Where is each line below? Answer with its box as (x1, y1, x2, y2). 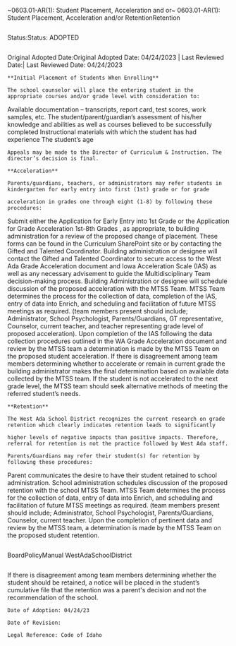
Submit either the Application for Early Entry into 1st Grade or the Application (7, 217, 230, 225)
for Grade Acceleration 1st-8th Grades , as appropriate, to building (7, 225, 199, 232)
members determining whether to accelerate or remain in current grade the (7, 359, 225, 368)
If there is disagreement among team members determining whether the (7, 571, 217, 579)
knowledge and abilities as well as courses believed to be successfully (7, 120, 213, 128)
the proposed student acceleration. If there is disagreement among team (7, 352, 218, 360)
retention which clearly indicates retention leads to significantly (7, 421, 216, 429)
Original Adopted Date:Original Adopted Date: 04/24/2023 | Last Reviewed (7, 53, 224, 61)
